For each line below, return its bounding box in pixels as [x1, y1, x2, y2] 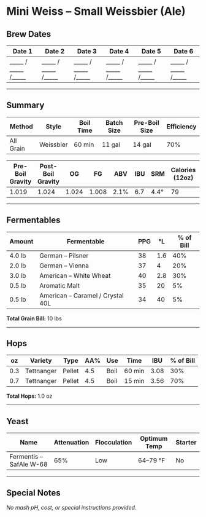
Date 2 [45, 47, 65, 55]
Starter [175, 438, 197, 447]
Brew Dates [6, 29, 51, 39]
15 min [124, 377, 145, 385]
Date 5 [141, 47, 161, 55]
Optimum [140, 435, 168, 443]
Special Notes [6, 487, 61, 498]
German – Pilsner [39, 251, 89, 259]
